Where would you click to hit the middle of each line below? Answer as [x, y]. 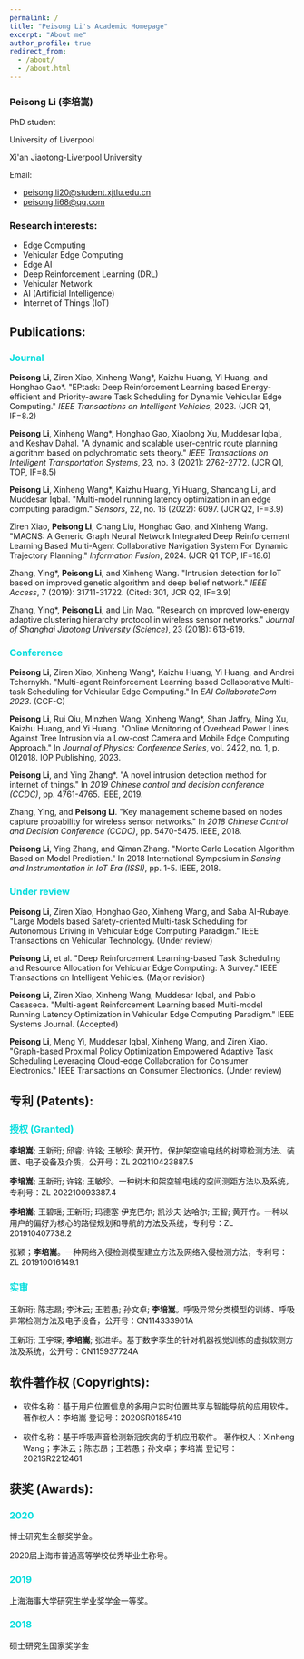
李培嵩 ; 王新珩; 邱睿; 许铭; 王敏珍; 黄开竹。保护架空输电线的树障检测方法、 [148, 1151]
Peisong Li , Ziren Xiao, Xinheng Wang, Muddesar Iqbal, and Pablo [132, 995]
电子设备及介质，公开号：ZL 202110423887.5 [109, 1162]
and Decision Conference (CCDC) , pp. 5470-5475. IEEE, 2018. [126, 831]
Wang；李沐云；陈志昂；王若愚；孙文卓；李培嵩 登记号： [130, 1448]
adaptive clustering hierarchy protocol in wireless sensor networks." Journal [152, 620]
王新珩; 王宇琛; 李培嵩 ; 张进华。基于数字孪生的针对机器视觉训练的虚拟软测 [147, 1340]
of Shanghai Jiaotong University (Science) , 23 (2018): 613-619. [127, 629]
